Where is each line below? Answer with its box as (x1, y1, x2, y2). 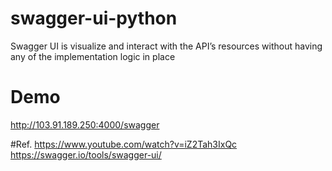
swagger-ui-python (10, 7, 178, 30)
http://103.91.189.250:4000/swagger (10, 118, 160, 131)
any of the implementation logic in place (10, 50, 176, 62)
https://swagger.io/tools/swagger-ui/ (10, 148, 162, 161)
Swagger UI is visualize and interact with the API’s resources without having (10, 40, 323, 52)
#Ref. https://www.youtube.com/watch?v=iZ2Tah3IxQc (10, 138, 238, 150)
